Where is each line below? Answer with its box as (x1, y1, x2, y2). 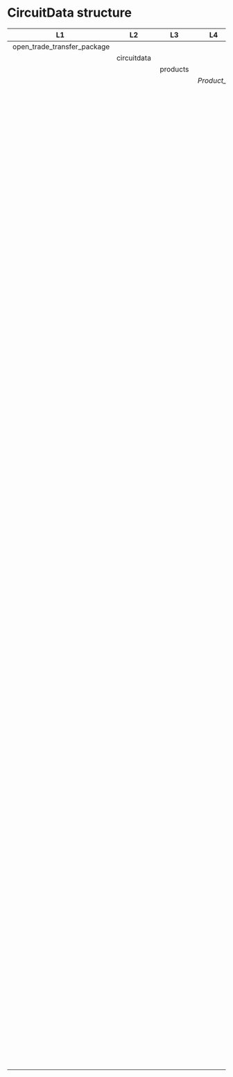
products (159, 64, 189, 74)
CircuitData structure (7, 5, 132, 21)
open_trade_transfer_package (12, 42, 110, 51)
